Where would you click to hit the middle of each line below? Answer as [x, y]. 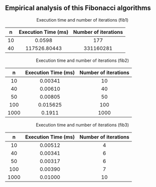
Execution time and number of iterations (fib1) [82, 20]
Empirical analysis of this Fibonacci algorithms [78, 8]
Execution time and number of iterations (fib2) [82, 60]
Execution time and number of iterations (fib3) [82, 125]
